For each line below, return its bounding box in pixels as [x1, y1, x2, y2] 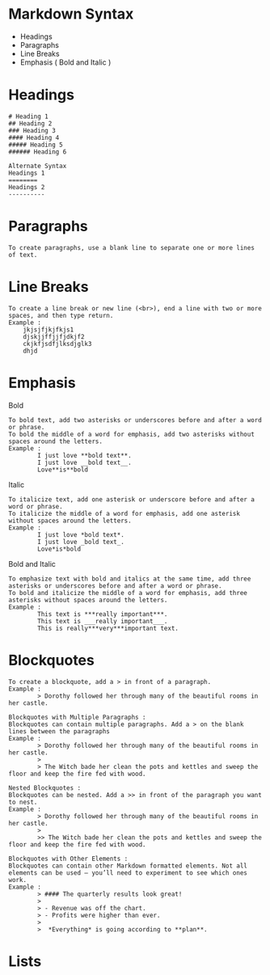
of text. [8, 251, 38, 259]
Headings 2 [8, 183, 45, 191]
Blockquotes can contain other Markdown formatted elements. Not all [8, 862, 248, 870]
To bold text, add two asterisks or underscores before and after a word [8, 416, 263, 424]
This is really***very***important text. [37, 624, 179, 632]
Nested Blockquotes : [8, 783, 82, 792]
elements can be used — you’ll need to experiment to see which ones [8, 868, 248, 877]
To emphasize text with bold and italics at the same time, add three [8, 575, 251, 583]
